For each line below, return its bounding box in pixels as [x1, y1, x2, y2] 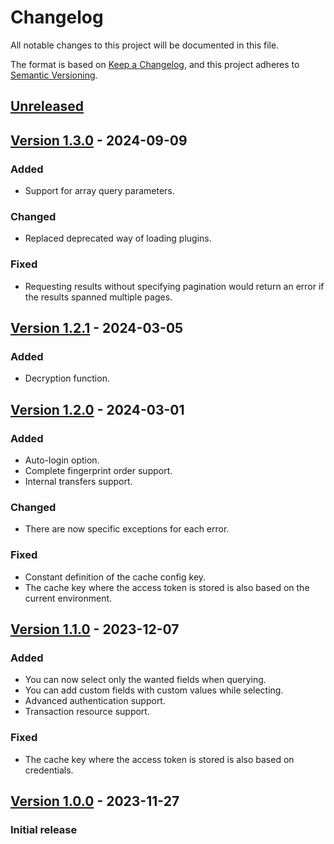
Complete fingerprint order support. [24, 464, 173, 476]
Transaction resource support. [24, 706, 150, 718]
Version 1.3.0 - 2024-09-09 [10, 132, 188, 149]
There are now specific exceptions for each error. [24, 523, 230, 535]
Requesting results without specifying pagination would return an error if [24, 280, 325, 292]
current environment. [24, 592, 113, 604]
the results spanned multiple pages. [24, 291, 173, 303]
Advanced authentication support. [24, 695, 166, 707]
